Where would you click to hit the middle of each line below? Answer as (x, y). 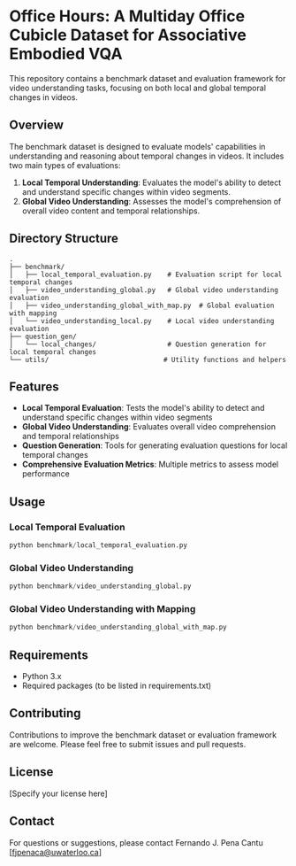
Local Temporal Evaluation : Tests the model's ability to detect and (143, 408)
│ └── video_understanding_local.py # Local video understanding (142, 321)
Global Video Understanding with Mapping (102, 609)
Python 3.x (42, 677)
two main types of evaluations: (65, 165)
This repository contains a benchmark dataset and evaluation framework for (148, 78)
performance (46, 474)
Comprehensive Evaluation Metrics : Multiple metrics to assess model (150, 464)
